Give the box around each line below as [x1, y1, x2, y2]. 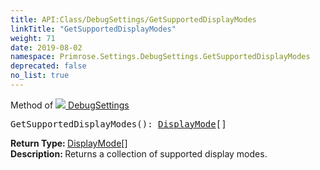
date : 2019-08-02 [10, 42, 83, 53]
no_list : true [10, 71, 70, 81]
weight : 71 [10, 33, 56, 43]
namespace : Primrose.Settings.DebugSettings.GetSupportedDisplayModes [10, 52, 311, 62]
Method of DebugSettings [10, 99, 130, 111]
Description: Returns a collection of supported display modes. [10, 147, 268, 160]
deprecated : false [10, 61, 87, 71]
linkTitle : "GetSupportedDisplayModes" [10, 24, 177, 34]
